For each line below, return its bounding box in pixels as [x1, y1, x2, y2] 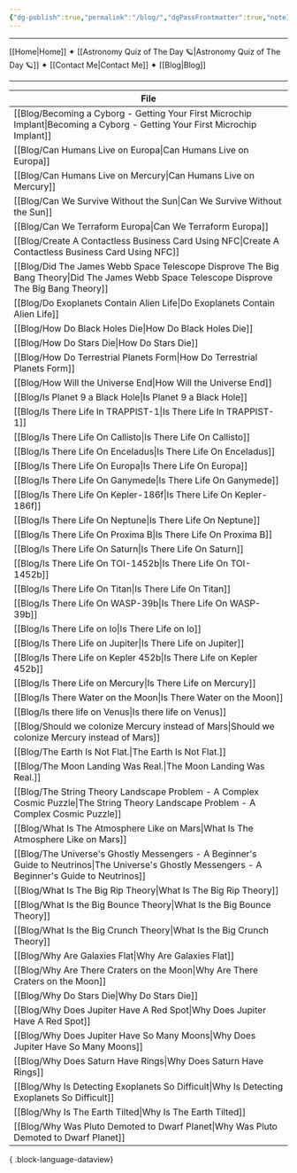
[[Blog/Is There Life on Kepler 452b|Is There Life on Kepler [13, 651, 258, 663]
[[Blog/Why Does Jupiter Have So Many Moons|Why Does [13, 1029, 256, 1042]
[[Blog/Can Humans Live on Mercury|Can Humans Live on [13, 169, 255, 182]
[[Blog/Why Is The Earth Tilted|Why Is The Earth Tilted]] [13, 1106, 247, 1118]
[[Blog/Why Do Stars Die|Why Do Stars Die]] [13, 989, 199, 1002]
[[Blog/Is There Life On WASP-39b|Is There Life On [13, 597, 228, 609]
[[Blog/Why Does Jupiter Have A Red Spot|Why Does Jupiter [13, 1004, 267, 1016]
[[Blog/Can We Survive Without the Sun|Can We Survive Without [13, 194, 282, 207]
